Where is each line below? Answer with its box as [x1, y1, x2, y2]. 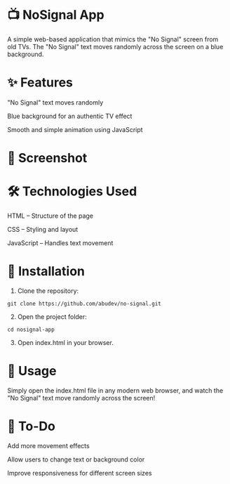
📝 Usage [7, 363, 57, 379]
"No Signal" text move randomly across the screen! [7, 393, 156, 402]
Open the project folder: [17, 312, 88, 321]
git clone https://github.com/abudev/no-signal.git [7, 300, 161, 307]
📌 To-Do [7, 419, 56, 434]
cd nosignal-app [7, 326, 55, 333]
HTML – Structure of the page [7, 211, 93, 220]
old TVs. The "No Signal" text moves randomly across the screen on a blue [7, 42, 224, 51]
